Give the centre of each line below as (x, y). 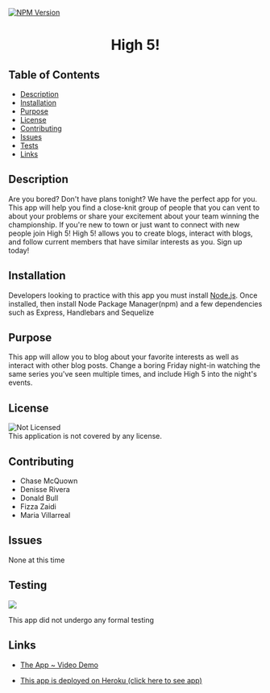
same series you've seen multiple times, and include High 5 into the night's (133, 374)
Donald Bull (39, 498)
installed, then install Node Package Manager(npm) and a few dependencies (135, 303)
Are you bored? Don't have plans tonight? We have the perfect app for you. (133, 198)
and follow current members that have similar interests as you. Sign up (125, 241)
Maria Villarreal (45, 516)
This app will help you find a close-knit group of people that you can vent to (134, 207)
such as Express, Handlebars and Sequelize (81, 312)
